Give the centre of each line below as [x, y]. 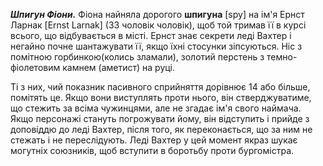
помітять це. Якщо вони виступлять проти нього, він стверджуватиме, [161, 97]
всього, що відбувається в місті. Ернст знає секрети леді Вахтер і [151, 35]
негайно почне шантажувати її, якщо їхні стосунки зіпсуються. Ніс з [156, 46]
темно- [282, 57]
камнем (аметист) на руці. [119, 67]
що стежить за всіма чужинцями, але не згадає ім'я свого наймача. [156, 108]
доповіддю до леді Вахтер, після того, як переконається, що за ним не [161, 129]
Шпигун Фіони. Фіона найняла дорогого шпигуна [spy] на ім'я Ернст [157, 14]
